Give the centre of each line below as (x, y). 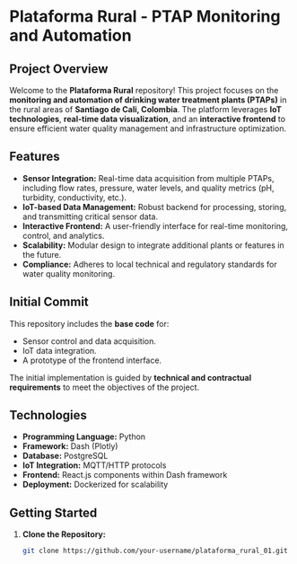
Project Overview (59, 69)
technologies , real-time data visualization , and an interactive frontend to (147, 119)
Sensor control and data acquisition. (89, 341)
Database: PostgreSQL (65, 456)
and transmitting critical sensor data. (90, 216)
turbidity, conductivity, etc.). (74, 197)
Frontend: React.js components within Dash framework (125, 475)
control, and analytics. (63, 235)
